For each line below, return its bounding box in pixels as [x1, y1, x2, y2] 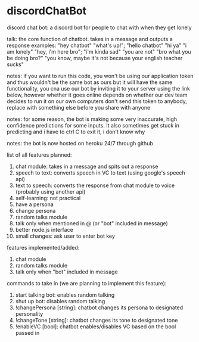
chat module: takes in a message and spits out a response [15, 163, 158, 170]
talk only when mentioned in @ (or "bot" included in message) [15, 219, 169, 227]
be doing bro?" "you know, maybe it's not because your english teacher [7, 54, 183, 61]
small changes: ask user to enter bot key [15, 232, 116, 240]
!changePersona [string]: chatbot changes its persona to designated [15, 304, 184, 311]
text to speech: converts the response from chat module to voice [15, 182, 175, 189]
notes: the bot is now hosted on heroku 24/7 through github [7, 139, 154, 147]
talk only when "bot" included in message [15, 268, 118, 275]
